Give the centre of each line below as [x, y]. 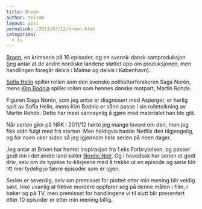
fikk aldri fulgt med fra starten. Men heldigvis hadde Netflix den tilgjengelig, [100, 131]
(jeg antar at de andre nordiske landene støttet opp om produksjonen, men [99, 64]
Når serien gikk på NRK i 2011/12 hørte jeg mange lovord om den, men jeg [97, 124]
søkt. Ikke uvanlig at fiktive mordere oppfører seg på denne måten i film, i [97, 187]
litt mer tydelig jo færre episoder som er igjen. [63, 168]
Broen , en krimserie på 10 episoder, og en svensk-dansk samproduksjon [96, 57]
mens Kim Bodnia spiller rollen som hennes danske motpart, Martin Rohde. [99, 88]
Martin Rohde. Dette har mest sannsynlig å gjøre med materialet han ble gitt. [101, 113]
